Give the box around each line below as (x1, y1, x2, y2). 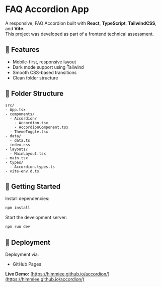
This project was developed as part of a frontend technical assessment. (5, 31, 154, 37)
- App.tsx (5, 107, 26, 112)
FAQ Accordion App (5, 4, 89, 15)
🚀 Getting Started (5, 182, 61, 190)
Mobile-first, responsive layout (12, 59, 76, 65)
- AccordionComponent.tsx (14, 125, 69, 130)
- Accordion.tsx (14, 120, 49, 125)
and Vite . (5, 25, 25, 31)
